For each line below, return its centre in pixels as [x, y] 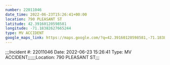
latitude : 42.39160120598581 [36, 24]
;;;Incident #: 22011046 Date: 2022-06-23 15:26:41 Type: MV [69, 52]
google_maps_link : [25, 38]
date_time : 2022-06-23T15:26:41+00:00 [46, 14]
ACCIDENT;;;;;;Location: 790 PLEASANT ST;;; [52, 57]
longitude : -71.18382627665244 [38, 28]
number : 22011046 [24, 10]
